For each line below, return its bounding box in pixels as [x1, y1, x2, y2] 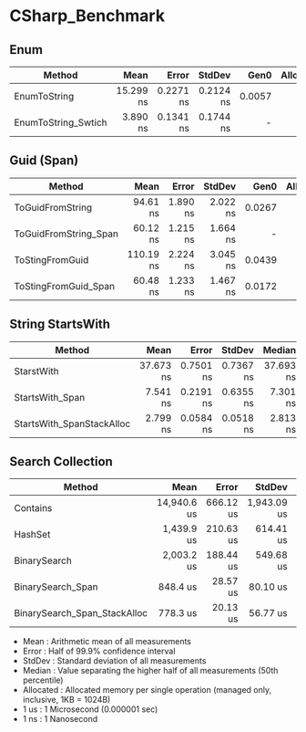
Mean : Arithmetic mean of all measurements [22, 636, 191, 647]
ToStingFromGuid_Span [14, 279, 116, 292]
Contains [14, 502, 53, 515]
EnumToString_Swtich [14, 116, 107, 129]
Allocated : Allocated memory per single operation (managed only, [22, 685, 271, 695]
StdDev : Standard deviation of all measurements [22, 655, 207, 666]
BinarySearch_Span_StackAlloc [14, 607, 148, 620]
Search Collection [9, 454, 114, 470]
